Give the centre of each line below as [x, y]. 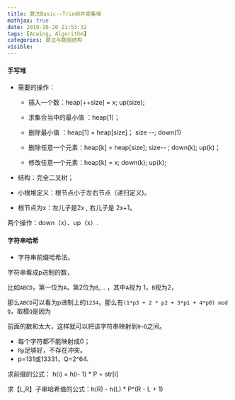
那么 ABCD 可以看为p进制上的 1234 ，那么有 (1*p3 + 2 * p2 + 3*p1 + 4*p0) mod [118, 302]
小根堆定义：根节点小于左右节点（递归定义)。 [84, 193]
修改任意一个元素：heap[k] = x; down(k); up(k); [97, 163]
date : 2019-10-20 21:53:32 [47, 27]
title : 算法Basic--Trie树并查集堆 [55, 14]
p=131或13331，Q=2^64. [53, 359]
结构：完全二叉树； [46, 178]
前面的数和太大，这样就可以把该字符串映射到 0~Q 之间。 [87, 326]
